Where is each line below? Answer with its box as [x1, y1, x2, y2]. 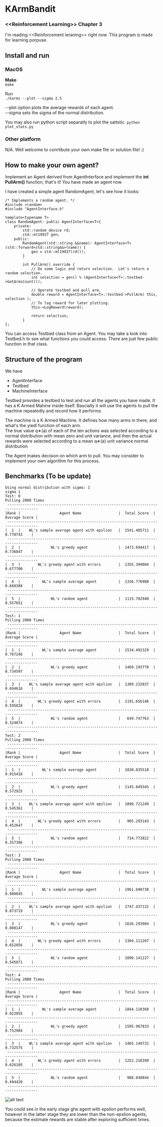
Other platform [5, 136, 41, 143]
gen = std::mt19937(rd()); [31, 249, 86, 255]
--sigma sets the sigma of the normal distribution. [5, 110, 105, 116]
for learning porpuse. [5, 37, 48, 43]
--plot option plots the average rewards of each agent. [5, 105, 114, 110]
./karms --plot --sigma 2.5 [5, 96, 62, 101]
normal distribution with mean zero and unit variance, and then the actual [5, 433, 152, 439]
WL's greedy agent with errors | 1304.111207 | [37, 938, 156, 943]
